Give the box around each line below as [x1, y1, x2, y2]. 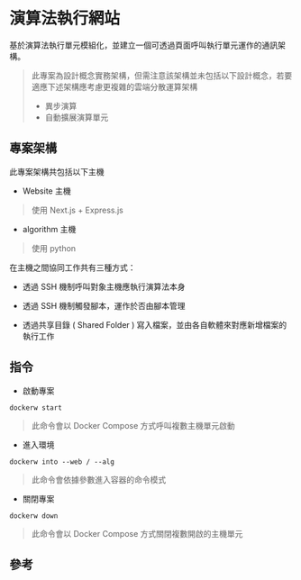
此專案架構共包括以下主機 [9, 166, 105, 177]
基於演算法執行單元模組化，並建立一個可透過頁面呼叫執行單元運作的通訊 [9, 40, 278, 50]
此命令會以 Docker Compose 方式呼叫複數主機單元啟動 [31, 420, 236, 430]
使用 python [31, 242, 77, 253]
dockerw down [9, 511, 59, 521]
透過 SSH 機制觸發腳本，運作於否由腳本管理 [22, 300, 187, 311]
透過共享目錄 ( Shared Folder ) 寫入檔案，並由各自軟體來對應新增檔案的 [22, 319, 287, 330]
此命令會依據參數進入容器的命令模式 [31, 474, 167, 485]
